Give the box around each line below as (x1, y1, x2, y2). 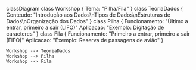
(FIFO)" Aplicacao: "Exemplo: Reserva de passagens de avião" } (6, 37, 164, 43)
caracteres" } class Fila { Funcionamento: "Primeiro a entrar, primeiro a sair (6, 30, 191, 37)
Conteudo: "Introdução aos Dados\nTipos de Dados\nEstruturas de (6, 11, 171, 18)
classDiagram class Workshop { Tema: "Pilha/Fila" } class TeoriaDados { (6, 5, 183, 12)
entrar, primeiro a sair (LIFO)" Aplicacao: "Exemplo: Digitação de (6, 24, 164, 31)
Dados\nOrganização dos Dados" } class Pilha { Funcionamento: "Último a (6, 18, 189, 24)
